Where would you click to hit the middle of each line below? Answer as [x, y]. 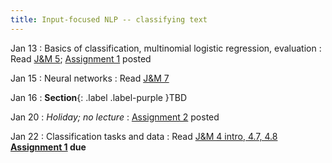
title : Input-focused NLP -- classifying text [109, 19]
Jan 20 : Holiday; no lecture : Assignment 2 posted [115, 117]
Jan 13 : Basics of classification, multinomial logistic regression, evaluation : [166, 48]
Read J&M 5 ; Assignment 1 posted [81, 58]
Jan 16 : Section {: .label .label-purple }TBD [99, 97]
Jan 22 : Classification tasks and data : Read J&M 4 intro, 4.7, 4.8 [144, 136]
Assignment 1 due [48, 147]
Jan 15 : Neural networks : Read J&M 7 [90, 78]
